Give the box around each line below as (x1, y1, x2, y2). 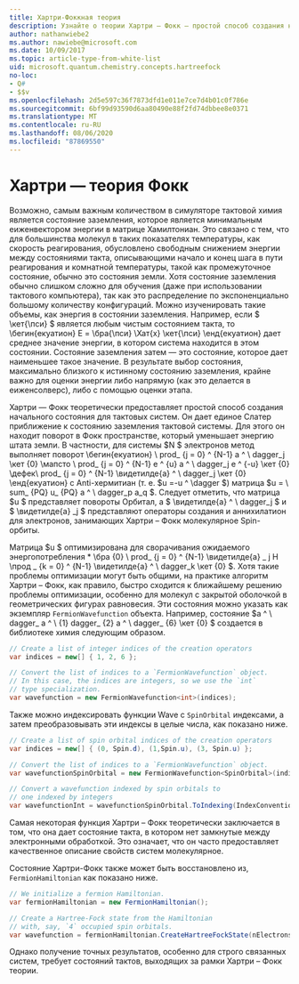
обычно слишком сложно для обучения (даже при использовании (9, 280, 263, 291)
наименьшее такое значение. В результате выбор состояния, (9, 356, 243, 367)
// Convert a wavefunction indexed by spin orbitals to (9, 785, 221, 794)
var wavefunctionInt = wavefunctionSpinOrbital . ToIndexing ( (9, 802, 238, 811)
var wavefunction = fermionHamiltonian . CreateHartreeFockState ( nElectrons (9, 931, 293, 940)
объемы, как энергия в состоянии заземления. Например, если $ (9, 309, 260, 319)
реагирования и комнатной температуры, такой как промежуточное (9, 262, 271, 272)
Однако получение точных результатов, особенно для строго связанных (9, 947, 287, 957)
